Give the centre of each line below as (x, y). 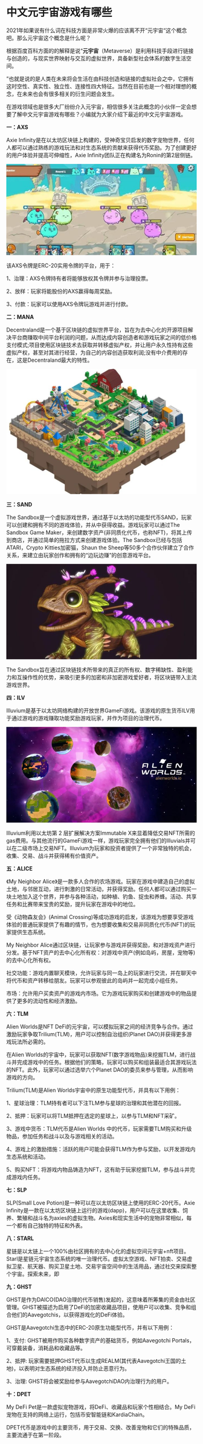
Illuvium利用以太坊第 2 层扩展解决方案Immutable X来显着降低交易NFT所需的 (101, 833)
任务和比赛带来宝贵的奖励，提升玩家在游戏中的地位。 (72, 904)
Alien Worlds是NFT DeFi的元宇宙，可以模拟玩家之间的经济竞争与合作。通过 (100, 1027)
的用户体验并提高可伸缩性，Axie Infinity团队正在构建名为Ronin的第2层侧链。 (101, 155)
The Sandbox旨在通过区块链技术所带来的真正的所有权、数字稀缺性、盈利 (97, 670)
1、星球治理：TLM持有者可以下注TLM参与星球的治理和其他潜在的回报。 (95, 1103)
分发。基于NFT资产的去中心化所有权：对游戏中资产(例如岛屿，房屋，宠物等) (101, 953)
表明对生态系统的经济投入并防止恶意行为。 (77, 1368)
